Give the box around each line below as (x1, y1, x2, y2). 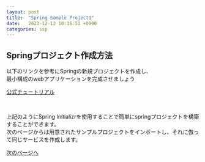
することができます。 (6, 120, 60, 128)
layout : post (6, 9, 40, 15)
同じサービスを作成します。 (11, 136, 81, 144)
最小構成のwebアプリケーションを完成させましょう (6, 75, 135, 83)
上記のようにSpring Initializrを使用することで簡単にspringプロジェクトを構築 (6, 113, 199, 120)
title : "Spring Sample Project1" (6, 15, 95, 21)
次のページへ (6, 149, 39, 156)
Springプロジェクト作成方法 (6, 50, 113, 61)
